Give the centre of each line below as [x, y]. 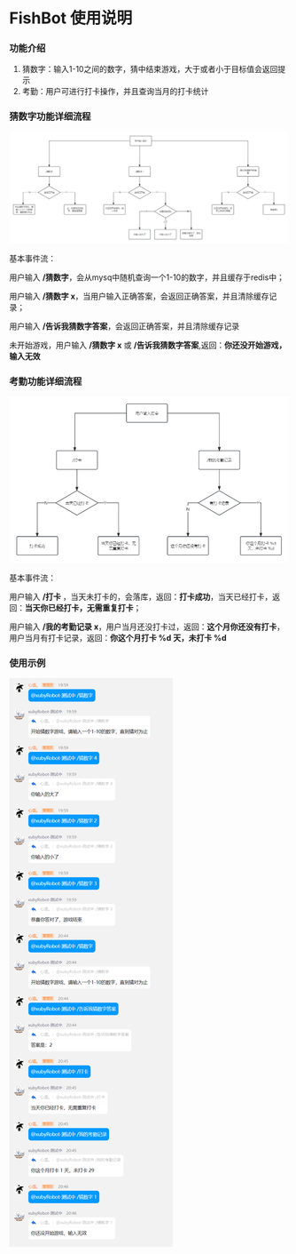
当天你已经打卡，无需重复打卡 [79, 607]
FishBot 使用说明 [71, 18]
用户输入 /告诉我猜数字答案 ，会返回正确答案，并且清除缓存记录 [125, 326]
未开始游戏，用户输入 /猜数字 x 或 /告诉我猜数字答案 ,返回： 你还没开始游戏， [148, 345]
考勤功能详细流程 [46, 381]
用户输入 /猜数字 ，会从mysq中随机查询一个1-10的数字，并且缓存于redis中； [147, 277]
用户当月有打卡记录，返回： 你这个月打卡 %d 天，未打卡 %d [118, 637]
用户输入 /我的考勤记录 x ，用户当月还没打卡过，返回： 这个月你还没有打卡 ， [147, 627]
